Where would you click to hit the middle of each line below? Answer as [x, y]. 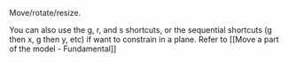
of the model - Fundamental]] [63, 49]
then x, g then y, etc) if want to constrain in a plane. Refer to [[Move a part [144, 39]
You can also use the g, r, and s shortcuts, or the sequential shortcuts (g [141, 30]
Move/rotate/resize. [45, 13]
